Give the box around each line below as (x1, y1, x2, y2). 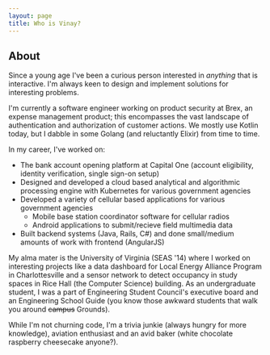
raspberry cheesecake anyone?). (8, 337, 119, 347)
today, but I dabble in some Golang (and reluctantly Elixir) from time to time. (8, 129, 260, 139)
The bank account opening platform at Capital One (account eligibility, (19, 161, 255, 170)
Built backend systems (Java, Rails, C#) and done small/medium (19, 229, 234, 239)
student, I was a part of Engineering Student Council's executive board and (8, 287, 259, 297)
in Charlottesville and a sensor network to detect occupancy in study (8, 270, 238, 280)
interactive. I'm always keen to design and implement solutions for (8, 79, 229, 89)
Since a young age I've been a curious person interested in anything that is (8, 70, 259, 81)
